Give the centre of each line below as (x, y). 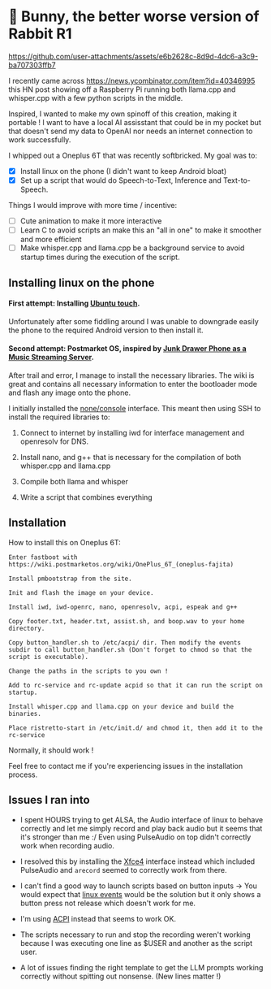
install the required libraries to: (60, 417)
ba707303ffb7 (32, 65)
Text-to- (237, 180)
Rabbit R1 (40, 34)
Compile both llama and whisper (74, 482)
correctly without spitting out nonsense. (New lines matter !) (120, 976)
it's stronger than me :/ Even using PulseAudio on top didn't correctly (135, 837)
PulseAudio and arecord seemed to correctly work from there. (123, 870)
